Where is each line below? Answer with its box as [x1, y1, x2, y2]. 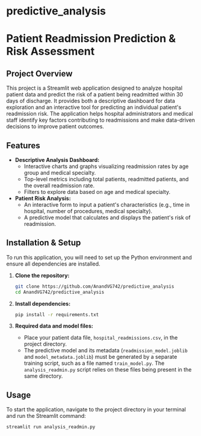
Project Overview [6, 68, 73, 79]
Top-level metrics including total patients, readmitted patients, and [23, 176, 189, 182]
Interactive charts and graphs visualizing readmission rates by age [23, 163, 189, 170]
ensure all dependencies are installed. [6, 260, 100, 267]
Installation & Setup [6, 238, 81, 248]
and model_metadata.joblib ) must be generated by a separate [23, 353, 178, 361]
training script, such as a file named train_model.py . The [23, 360, 165, 367]
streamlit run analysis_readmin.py [6, 424, 96, 430]
